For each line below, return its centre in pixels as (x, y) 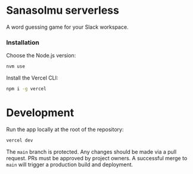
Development (40, 113)
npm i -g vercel (26, 89)
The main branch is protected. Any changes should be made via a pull (91, 152)
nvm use (16, 66)
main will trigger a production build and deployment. (70, 164)
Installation (23, 42)
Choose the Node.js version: (41, 56)
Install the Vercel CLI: (32, 78)
